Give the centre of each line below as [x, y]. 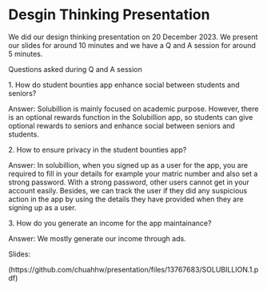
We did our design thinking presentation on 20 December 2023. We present [133, 37]
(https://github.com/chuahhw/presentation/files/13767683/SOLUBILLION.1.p [133, 269]
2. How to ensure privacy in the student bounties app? [98, 149]
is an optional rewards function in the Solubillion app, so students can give [131, 117]
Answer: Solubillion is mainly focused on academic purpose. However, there [133, 109]
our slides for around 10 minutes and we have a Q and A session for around [132, 45]
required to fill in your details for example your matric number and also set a [133, 173]
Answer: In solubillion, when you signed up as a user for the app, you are [128, 165]
